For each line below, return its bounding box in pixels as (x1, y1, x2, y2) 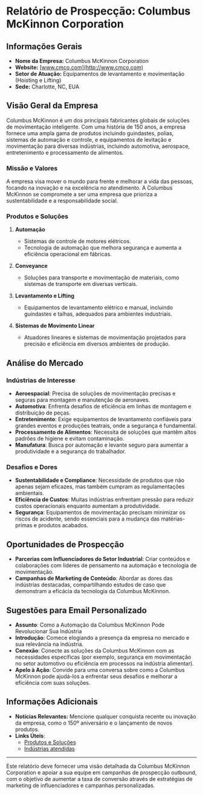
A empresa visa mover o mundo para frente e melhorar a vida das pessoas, (6, 178, 194, 185)
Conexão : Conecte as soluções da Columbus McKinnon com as (14, 647, 175, 654)
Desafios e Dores (6, 463, 58, 471)
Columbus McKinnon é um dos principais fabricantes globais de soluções (6, 116, 190, 124)
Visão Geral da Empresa (6, 101, 98, 111)
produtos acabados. (38, 522, 89, 529)
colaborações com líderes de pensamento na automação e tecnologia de (14, 562, 197, 569)
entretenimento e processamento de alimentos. (6, 148, 124, 156)
